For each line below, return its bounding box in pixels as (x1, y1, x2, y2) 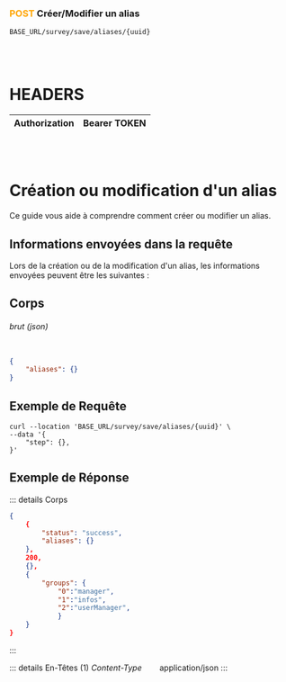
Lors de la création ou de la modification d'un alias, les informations (9, 260, 261, 271)
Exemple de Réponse (9, 471, 130, 486)
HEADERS (9, 85, 85, 105)
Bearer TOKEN (82, 117, 147, 130)
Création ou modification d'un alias (9, 181, 277, 201)
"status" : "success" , (41, 528, 123, 537)
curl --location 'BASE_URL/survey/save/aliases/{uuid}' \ (9, 422, 231, 432)
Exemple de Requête (9, 399, 128, 414)
